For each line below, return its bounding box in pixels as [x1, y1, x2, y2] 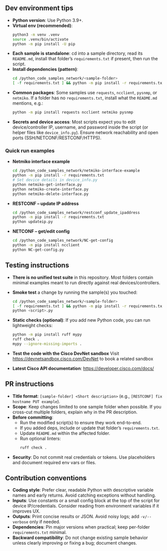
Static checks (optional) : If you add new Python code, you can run [12, 317, 151, 323]
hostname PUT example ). [12, 398, 61, 404]
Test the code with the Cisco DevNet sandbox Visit [12, 350, 120, 356]
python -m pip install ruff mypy [12, 332, 82, 337]
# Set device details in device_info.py [12, 178, 98, 183]
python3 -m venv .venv [12, 32, 60, 37]
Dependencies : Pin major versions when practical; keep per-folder [12, 524, 150, 530]
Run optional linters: [19, 435, 61, 441]
